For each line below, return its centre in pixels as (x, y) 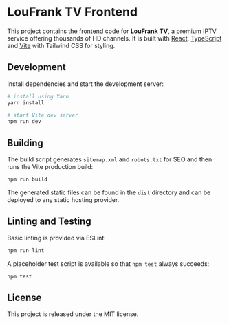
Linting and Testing (49, 222)
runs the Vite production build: (50, 167)
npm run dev (24, 122)
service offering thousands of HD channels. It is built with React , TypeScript (115, 38)
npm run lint (26, 250)
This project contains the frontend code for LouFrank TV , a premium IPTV (112, 31)
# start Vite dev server (43, 115)
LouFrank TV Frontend (73, 12)
